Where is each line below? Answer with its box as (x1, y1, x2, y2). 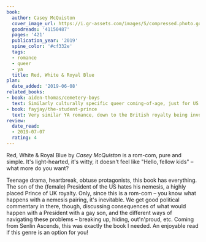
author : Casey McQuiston (12, 15, 75, 21)
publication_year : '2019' (12, 37, 78, 44)
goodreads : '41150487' (12, 26, 70, 33)
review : (6, 117, 26, 123)
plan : (6, 77, 20, 84)
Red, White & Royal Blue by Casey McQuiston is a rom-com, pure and (6, 151, 182, 158)
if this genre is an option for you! (6, 228, 89, 236)
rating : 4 (12, 135, 37, 141)
